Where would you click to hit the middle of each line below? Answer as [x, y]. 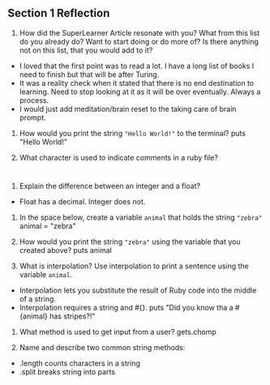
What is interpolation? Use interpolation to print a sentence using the [134, 266]
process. [34, 100]
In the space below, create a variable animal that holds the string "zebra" [141, 217]
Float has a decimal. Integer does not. [82, 201]
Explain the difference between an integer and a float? [110, 186]
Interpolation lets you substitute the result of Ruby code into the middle [138, 290]
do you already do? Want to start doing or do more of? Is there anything [139, 41]
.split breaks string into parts [67, 372]
